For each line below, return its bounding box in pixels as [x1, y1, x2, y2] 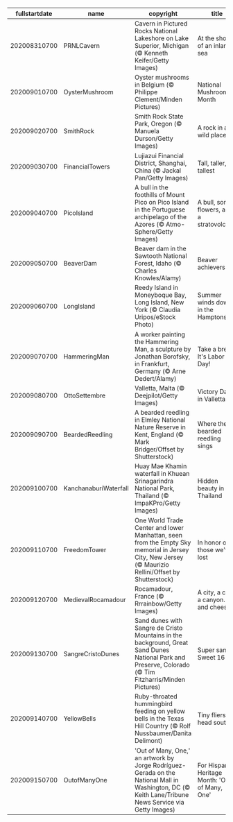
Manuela [135, 127, 159, 135]
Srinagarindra [135, 477, 174, 486]
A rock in [197, 123, 223, 132]
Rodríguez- [152, 761, 187, 769]
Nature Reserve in [135, 423, 186, 431]
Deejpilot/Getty [135, 391, 178, 400]
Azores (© [135, 220, 165, 228]
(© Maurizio [135, 560, 170, 569]
